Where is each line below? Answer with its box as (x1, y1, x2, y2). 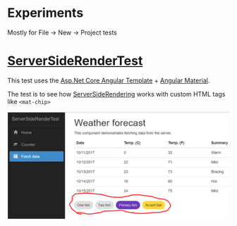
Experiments (7, 5, 84, 21)
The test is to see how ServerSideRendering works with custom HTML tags (7, 89, 226, 98)
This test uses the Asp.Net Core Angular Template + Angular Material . (7, 76, 210, 84)
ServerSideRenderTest (7, 53, 143, 69)
